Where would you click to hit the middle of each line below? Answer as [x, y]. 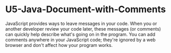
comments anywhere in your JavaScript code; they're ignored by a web [80, 40]
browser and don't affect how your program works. [59, 45]
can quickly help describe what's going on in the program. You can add [80, 34]
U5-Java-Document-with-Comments [86, 9]
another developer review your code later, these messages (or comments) [83, 29]
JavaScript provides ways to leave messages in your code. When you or [81, 23]
